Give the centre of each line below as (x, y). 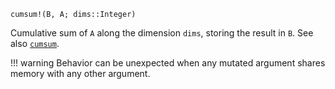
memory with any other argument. (80, 73)
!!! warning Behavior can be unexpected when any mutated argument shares (168, 63)
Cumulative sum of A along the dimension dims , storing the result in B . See (162, 33)
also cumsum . (35, 43)
